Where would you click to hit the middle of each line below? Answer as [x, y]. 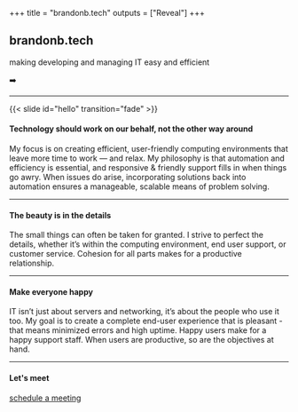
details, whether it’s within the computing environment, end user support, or [148, 244]
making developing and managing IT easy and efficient [110, 62]
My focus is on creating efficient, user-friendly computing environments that [149, 149]
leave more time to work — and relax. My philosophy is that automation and [147, 158]
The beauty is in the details [60, 215]
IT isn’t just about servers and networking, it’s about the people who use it [144, 312]
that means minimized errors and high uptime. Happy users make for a [138, 330]
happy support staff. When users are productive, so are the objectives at [142, 340]
